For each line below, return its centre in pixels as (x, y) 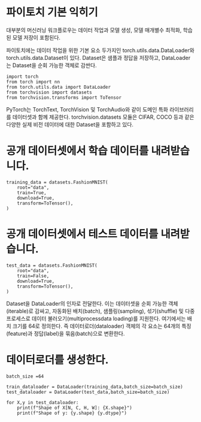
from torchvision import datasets (49, 92)
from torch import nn (33, 82)
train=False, (33, 276)
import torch (22, 76)
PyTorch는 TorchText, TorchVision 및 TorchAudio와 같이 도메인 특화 (87, 109)
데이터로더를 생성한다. (57, 360)
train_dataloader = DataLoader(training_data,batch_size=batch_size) (95, 387)
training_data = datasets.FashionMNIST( (57, 182)
